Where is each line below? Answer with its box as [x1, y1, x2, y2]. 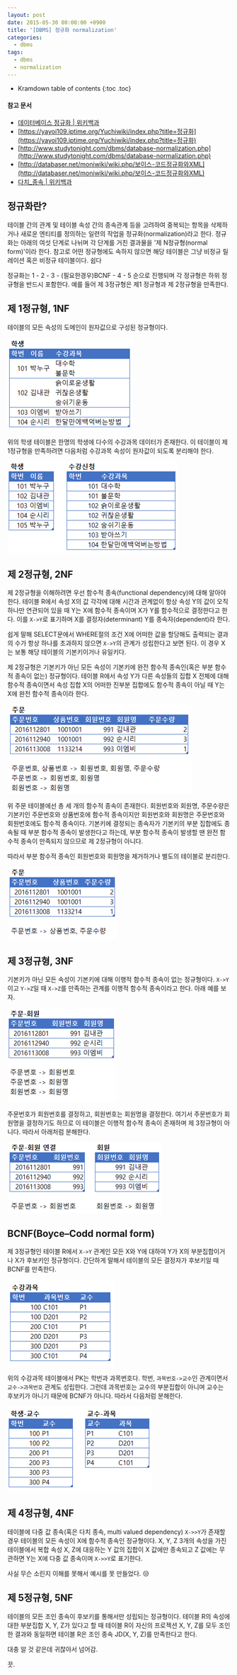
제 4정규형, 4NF [7, 1507, 74, 1520]
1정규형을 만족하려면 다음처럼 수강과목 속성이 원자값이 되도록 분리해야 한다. [7, 447, 214, 455]
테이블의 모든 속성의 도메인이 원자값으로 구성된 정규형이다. [7, 323, 168, 331]
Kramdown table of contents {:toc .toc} [17, 84, 132, 92]
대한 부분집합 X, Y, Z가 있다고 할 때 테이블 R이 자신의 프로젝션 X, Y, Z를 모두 [7, 1620, 217, 1630]
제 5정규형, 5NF [7, 1592, 74, 1604]
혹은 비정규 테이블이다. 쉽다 [25, 256, 102, 264]
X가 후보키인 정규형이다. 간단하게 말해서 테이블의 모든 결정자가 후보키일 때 [14, 1256, 219, 1265]
